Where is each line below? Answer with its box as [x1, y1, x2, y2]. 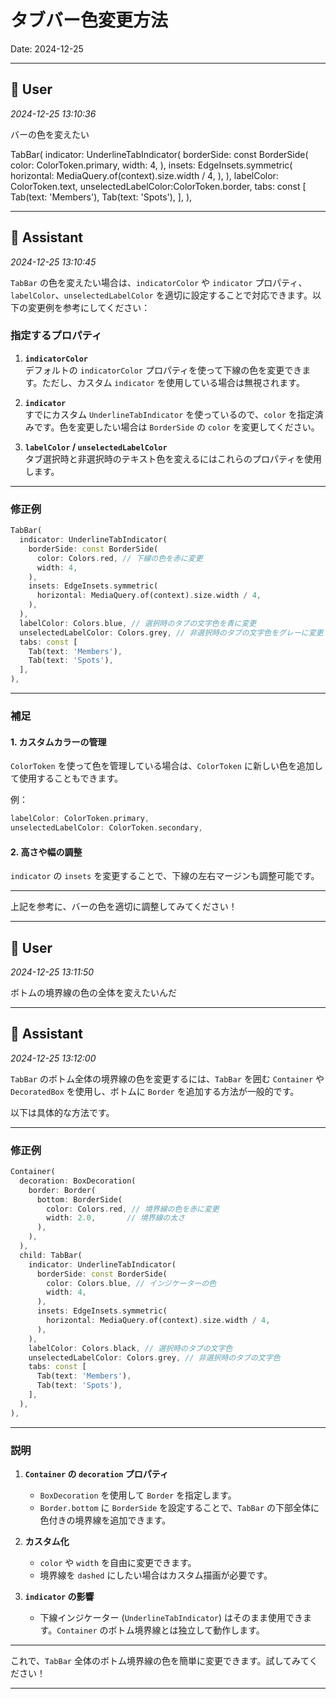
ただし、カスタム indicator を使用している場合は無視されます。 [41, 376, 305, 388]
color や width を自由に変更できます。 [39, 1556, 197, 1568]
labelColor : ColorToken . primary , [10, 814, 150, 824]
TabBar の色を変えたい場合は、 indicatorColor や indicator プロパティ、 [10, 276, 308, 288]
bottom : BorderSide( [36, 1194, 123, 1205]
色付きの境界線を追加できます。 [39, 1514, 172, 1526]
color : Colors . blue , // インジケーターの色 [46, 1278, 217, 1288]
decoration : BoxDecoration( [19, 1176, 137, 1186]
